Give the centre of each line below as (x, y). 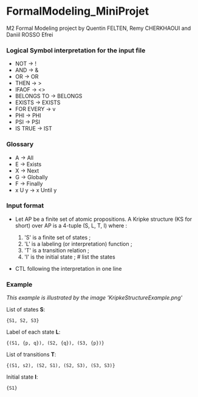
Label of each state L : (33, 332)
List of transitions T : (31, 354)
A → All (24, 157)
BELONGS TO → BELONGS (49, 96)
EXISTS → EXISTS (38, 102)
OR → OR (27, 77)
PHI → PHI (28, 116)
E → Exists (28, 164)
